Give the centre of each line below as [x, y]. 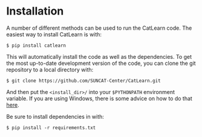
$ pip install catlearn [36, 45]
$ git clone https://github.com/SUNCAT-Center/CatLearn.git [84, 81]
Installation [35, 11]
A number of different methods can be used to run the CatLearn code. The [99, 28]
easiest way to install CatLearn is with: [54, 34]
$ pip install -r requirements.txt [51, 128]
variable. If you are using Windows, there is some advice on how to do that [99, 98]
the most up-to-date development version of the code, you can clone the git [101, 63]
